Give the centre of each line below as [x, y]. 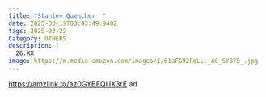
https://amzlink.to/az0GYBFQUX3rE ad [73, 84]
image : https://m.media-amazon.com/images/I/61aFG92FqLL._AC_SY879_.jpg [133, 61]
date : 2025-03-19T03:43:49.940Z [63, 23]
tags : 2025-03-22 [38, 31]
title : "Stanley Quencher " [57, 16]
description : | [34, 46]
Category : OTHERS [38, 38]
